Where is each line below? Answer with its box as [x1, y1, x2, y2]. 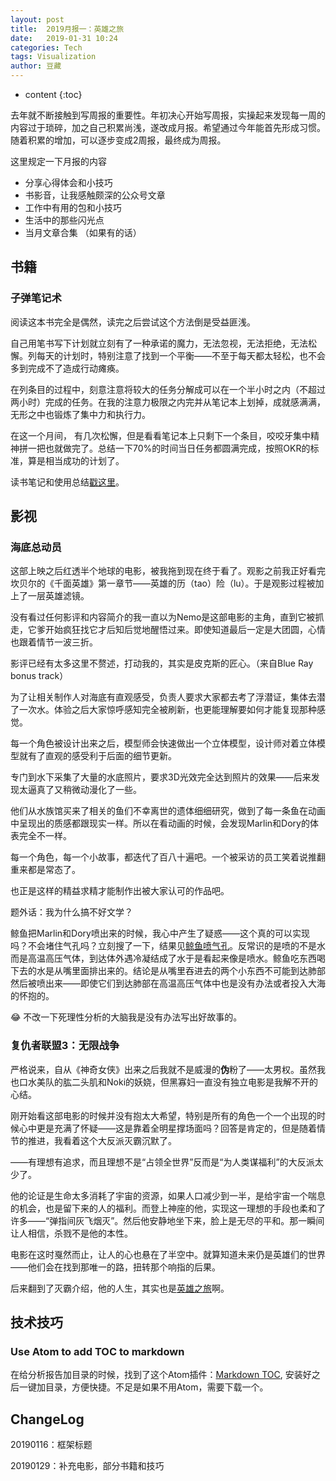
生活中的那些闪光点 [24, 214, 105, 226]
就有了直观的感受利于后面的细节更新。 [18, 750, 177, 762]
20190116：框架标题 [10, 1439, 93, 1451]
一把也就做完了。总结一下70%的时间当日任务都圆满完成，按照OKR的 [27, 442, 311, 454]
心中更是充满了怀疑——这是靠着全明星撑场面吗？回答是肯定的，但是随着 [18, 1122, 317, 1134]
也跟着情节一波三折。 [10, 636, 98, 648]
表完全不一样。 [10, 830, 72, 842]
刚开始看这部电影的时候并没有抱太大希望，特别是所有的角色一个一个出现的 [10, 1109, 317, 1121]
